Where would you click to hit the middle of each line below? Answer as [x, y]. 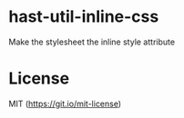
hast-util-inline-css [84, 17]
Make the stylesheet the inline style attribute [92, 42]
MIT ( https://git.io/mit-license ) [65, 103]
